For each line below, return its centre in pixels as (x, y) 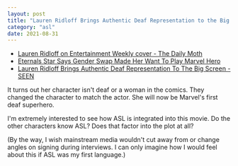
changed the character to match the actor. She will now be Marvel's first (113, 97)
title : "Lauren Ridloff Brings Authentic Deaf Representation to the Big (119, 20)
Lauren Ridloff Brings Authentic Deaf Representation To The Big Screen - (124, 69)
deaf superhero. (31, 105)
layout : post (27, 14)
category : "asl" (31, 27)
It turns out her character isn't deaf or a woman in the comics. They (106, 90)
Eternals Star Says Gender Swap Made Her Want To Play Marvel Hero (119, 61)
